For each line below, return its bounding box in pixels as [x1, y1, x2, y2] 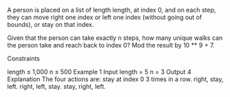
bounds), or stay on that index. [7, 21, 94, 28]
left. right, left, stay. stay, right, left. [7, 83, 106, 90]
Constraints [7, 54, 40, 63]
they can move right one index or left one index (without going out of [7, 13, 202, 21]
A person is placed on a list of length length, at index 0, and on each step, [7, 6, 216, 14]
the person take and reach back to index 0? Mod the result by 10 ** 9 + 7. [7, 41, 215, 49]
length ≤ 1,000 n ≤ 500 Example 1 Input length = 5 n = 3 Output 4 [7, 68, 191, 76]
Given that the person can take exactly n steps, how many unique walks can [7, 34, 223, 42]
